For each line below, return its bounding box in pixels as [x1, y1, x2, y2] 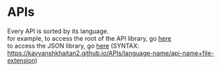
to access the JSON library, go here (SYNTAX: [7, 41, 140, 50]
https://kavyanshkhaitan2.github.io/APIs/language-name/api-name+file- [7, 49, 214, 57]
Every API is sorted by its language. [7, 27, 109, 35]
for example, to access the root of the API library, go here [7, 34, 172, 42]
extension [7, 56, 36, 64]
